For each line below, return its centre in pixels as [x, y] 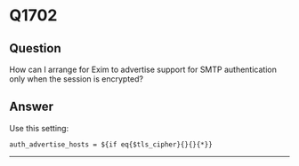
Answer [32, 107]
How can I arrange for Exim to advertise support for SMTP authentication [143, 69]
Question [35, 48]
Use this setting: [39, 128]
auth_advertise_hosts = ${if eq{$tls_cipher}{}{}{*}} [111, 144]
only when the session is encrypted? [77, 79]
